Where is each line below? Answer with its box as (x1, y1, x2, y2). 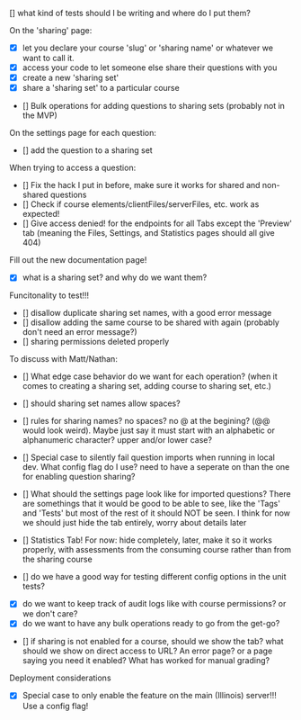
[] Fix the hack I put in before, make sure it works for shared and (22, 180, 261, 191)
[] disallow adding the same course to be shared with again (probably (22, 317, 280, 328)
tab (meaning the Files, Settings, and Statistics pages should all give (22, 228, 276, 238)
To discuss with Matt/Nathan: (9, 354, 119, 364)
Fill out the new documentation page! (9, 255, 147, 265)
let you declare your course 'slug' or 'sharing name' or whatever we (22, 42, 274, 53)
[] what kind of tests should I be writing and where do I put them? (9, 8, 252, 18)
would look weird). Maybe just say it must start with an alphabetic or (22, 425, 276, 436)
